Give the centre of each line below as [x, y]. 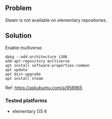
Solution [18, 36]
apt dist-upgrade [23, 74]
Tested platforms [26, 100]
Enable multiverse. [24, 48]
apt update [16, 70]
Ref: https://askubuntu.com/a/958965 [44, 88]
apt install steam [24, 78]
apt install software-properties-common [48, 65]
